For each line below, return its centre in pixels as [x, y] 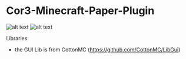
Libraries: [18, 38]
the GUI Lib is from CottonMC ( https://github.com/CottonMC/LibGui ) [97, 49]
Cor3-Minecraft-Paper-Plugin [80, 11]
